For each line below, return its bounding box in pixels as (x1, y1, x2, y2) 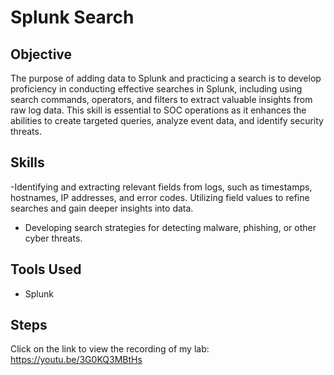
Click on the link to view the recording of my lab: (10, 343, 210, 355)
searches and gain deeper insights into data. (10, 202, 194, 214)
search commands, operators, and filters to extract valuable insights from (10, 94, 313, 105)
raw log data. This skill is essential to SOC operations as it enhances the (10, 104, 307, 116)
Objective (10, 46, 73, 63)
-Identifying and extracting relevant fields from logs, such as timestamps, (10, 181, 313, 193)
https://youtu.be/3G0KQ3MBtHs (10, 354, 143, 366)
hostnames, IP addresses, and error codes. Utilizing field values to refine (10, 191, 310, 203)
